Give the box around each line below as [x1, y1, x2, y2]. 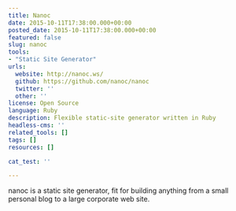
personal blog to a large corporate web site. [8, 194, 150, 204]
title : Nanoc [8, 11, 51, 20]
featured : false [8, 33, 61, 42]
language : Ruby [8, 107, 58, 115]
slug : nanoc [8, 41, 47, 49]
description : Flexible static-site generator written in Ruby [8, 114, 216, 122]
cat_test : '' [8, 157, 51, 165]
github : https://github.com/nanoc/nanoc [15, 77, 149, 85]
